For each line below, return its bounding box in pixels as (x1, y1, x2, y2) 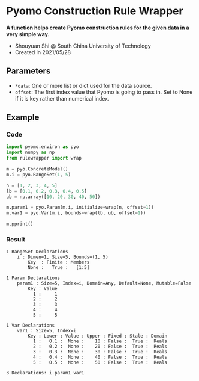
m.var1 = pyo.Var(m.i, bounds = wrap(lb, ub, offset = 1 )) (6, 210, 146, 216)
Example (6, 113, 40, 123)
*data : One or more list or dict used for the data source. (14, 82, 152, 89)
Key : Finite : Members (28, 259, 90, 265)
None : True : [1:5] (28, 265, 90, 271)
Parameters (6, 66, 51, 76)
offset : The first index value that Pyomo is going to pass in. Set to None (14, 88, 193, 96)
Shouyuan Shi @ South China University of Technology (14, 42, 151, 49)
